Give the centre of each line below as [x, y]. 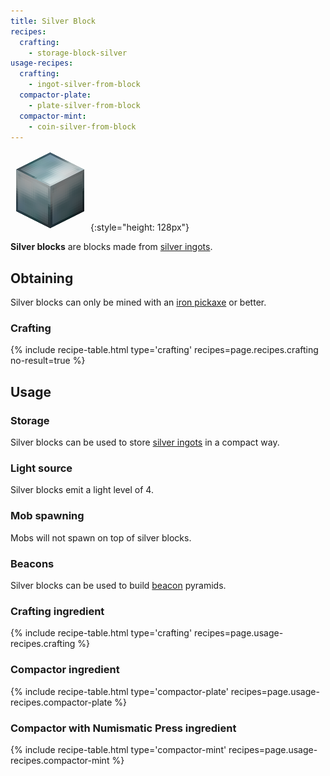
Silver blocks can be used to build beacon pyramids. [118, 586]
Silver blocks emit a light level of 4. [82, 490]
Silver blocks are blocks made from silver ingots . [111, 247]
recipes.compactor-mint [60, 760]
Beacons [32, 563]
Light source [41, 468]
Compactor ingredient [65, 670]
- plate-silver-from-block [84, 105]
